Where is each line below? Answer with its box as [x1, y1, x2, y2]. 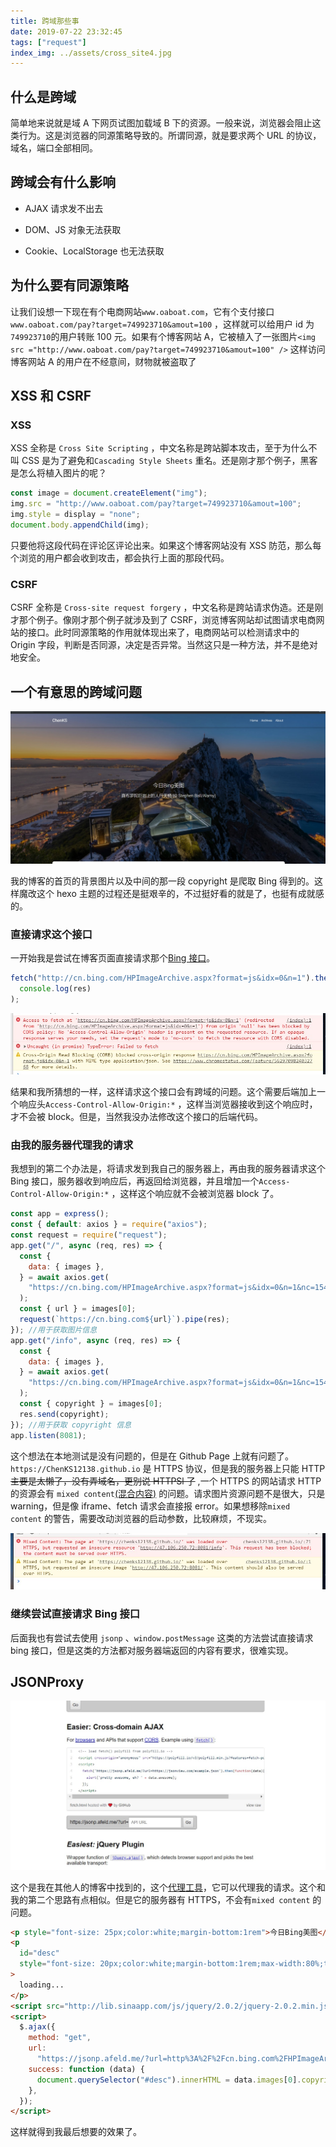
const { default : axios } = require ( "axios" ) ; [10, 1220, 208, 1230]
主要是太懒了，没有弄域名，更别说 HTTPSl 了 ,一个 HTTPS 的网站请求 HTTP [10, 1475, 322, 1487]
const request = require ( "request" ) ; [10, 1230, 168, 1240]
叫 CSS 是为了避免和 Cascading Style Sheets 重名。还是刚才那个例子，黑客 [10, 455, 318, 467]
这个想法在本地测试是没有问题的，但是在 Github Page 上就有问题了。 [10, 1450, 294, 1462]
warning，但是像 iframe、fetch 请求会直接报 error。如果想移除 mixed [10, 1500, 291, 1512]
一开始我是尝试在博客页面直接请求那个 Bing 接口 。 [10, 952, 216, 964]
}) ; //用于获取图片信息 [10, 1325, 98, 1335]
